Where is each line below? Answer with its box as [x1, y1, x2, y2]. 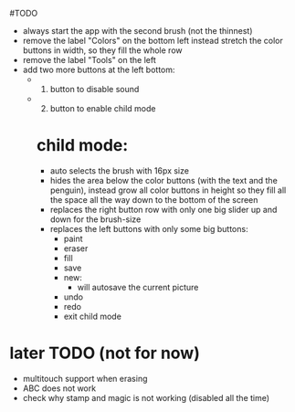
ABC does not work [22, 383, 97, 394]
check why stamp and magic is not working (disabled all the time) [22, 392, 270, 403]
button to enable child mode [49, 103, 156, 113]
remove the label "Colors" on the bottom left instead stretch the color [22, 36, 283, 46]
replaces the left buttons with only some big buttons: [49, 223, 248, 234]
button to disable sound [49, 84, 140, 94]
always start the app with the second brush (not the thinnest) [22, 26, 253, 36]
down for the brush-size [49, 214, 142, 225]
